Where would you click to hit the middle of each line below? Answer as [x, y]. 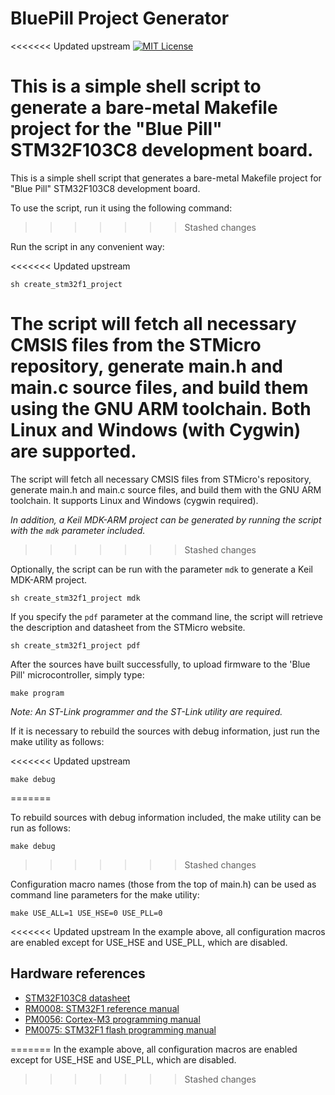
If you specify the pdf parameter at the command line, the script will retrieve [167, 616]
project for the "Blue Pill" [116, 129]
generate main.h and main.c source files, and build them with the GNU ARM [166, 489]
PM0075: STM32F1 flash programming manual [120, 1029]
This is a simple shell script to [136, 86]
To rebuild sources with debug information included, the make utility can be [166, 817]
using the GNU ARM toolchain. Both [161, 409]
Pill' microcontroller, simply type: [77, 674]
